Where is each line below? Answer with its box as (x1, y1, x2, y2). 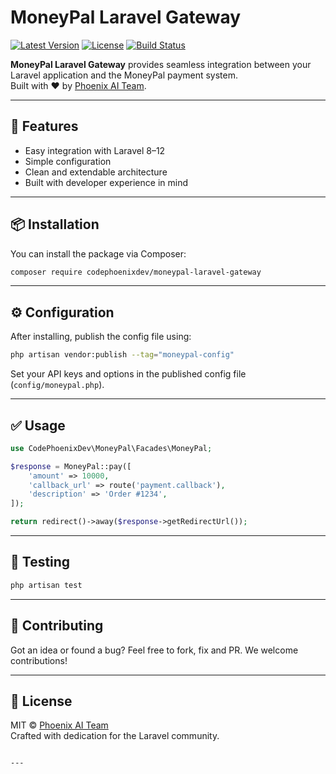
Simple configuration (24, 155, 112, 167)
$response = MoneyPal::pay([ (10, 461, 132, 471)
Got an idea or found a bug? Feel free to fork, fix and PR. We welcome (10, 644, 299, 656)
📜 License (10, 692, 73, 710)
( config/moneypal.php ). (10, 379, 105, 391)
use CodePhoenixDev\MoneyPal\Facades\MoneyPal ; (10, 443, 213, 453)
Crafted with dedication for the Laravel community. (10, 730, 220, 742)
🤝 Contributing (10, 617, 104, 635)
